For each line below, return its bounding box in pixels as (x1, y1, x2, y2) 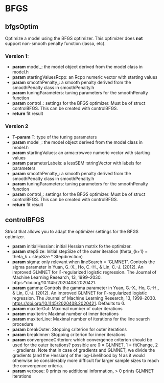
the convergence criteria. (12, 363, 64, 369)
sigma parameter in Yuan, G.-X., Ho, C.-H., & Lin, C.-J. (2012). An (12, 264, 143, 270)
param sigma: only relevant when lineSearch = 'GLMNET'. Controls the (12, 259, 155, 265)
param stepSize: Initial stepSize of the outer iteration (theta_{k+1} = (12, 248, 148, 254)
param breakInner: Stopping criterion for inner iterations (12, 332, 126, 338)
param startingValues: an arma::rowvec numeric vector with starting (12, 150, 150, 156)
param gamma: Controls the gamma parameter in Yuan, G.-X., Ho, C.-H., (12, 285, 159, 291)
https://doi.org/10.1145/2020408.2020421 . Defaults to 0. (12, 300, 126, 306)
